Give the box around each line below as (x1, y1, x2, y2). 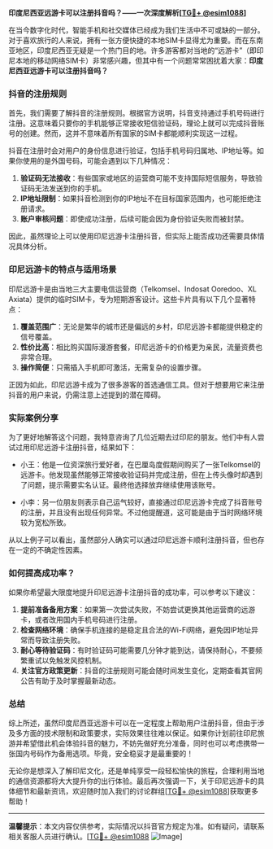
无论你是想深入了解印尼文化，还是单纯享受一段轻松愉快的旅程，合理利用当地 (8, 766, 265, 776)
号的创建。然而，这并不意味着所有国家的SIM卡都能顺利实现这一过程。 (8, 129, 242, 138)
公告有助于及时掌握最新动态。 (19, 676, 120, 686)
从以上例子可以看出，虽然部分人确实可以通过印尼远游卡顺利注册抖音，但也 (8, 535, 258, 545)
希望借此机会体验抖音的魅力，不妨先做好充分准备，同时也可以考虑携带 (22, 738, 258, 748)
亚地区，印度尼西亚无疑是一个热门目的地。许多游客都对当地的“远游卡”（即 (8, 46, 258, 55)
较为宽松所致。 (19, 517, 71, 527)
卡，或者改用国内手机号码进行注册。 (19, 615, 142, 625)
